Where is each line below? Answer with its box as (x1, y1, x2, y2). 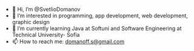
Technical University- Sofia (12, 31, 80, 38)
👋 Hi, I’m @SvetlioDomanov (12, 6, 81, 13)
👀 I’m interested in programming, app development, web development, (12, 12, 188, 19)
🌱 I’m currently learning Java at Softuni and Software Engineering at (12, 25, 182, 32)
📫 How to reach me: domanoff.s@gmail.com (12, 38, 125, 45)
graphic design (12, 19, 50, 25)
